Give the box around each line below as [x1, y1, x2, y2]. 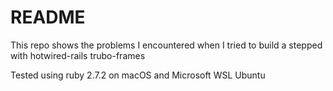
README [10, 6, 86, 29]
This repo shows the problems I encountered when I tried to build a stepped [10, 39, 323, 51]
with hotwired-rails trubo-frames [10, 49, 146, 61]
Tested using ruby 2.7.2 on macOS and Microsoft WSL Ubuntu [10, 69, 266, 81]
